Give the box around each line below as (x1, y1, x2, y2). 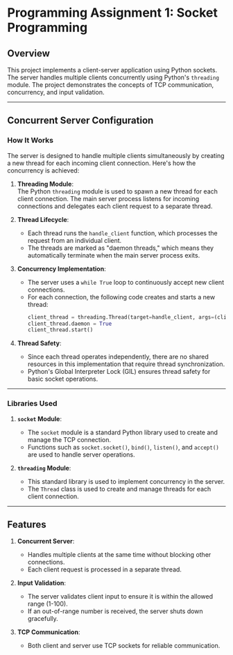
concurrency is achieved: (7, 166, 80, 175)
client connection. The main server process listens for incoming (17, 194, 200, 203)
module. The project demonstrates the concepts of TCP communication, (7, 81, 214, 88)
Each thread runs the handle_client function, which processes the (27, 228, 218, 237)
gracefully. (27, 615, 59, 623)
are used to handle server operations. (27, 450, 135, 459)
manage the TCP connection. (27, 435, 111, 443)
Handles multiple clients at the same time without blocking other (27, 551, 212, 559)
